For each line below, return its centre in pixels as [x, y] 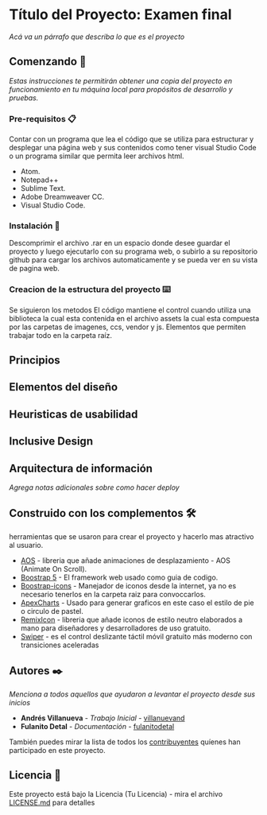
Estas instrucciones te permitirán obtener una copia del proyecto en [121, 80]
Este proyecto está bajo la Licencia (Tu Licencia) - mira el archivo [116, 794]
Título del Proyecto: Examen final [121, 15]
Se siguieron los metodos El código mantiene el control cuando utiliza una [130, 310]
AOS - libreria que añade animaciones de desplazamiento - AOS [126, 560]
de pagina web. [35, 269]
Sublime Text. [43, 188]
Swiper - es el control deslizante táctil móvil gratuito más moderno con [136, 636]
